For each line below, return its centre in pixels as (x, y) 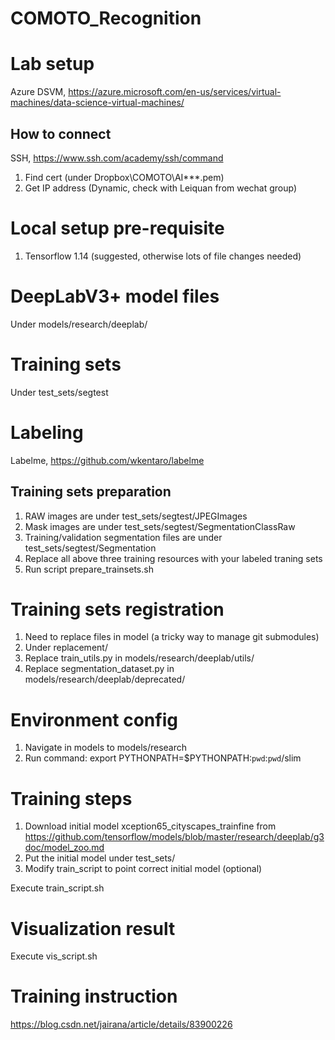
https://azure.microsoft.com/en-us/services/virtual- (175, 92)
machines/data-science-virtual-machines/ (97, 103)
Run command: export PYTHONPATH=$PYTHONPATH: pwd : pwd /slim (163, 758)
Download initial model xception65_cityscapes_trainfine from (150, 826)
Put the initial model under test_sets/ (100, 858)
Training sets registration (117, 609)
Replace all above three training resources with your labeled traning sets (173, 558)
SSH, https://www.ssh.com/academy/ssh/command (117, 158)
